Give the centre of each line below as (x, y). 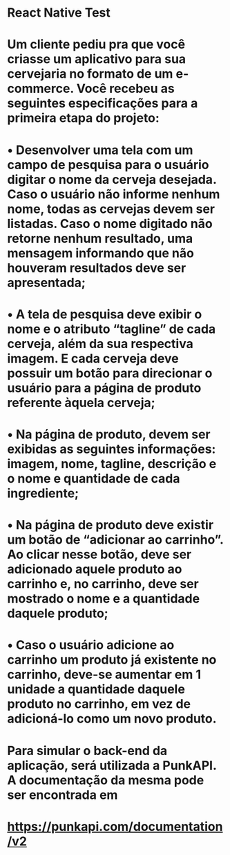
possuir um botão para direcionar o (110, 373)
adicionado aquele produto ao (95, 569)
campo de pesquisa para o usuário (108, 165)
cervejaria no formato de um (90, 74)
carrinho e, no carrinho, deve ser (103, 584)
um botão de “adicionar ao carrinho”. (115, 540)
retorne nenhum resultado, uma (100, 238)
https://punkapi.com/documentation (115, 826)
